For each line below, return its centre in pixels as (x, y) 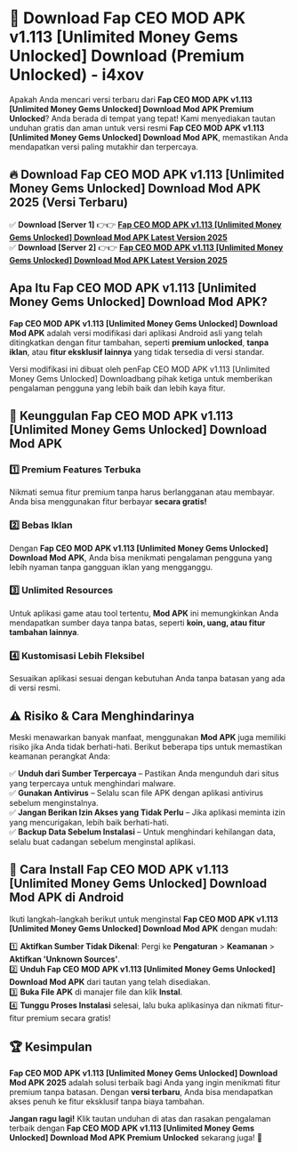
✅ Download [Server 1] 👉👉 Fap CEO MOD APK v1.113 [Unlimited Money (145, 224)
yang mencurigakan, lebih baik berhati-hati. (89, 822)
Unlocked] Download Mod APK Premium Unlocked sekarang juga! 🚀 (136, 1137)
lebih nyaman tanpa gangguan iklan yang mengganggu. (111, 567)
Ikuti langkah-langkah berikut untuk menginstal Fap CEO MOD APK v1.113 (144, 919)
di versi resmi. (35, 688)
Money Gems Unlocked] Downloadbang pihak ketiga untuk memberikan (141, 378)
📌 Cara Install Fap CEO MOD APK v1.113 (119, 870)
